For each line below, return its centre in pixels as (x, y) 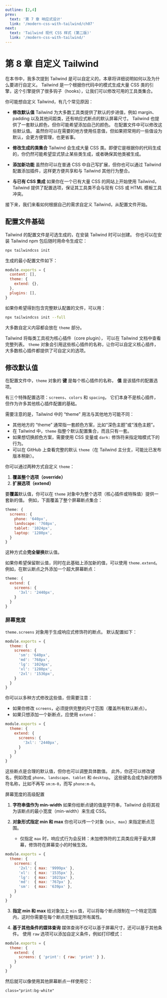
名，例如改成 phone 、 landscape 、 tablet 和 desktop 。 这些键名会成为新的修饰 (84, 778)
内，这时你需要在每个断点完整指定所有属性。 (58, 917)
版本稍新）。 (24, 456)
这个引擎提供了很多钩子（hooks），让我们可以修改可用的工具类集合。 (84, 91)
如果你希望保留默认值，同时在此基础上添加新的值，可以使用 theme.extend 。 (83, 563)
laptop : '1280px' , (33, 533)
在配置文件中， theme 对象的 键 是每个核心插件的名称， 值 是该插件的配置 (79, 381)
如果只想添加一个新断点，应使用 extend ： (55, 715)
